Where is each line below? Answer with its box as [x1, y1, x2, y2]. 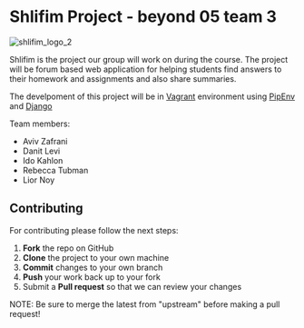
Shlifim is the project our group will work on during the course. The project [9, 54, 289, 65]
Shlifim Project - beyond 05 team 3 [9, 6, 277, 27]
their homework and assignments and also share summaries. [9, 73, 237, 84]
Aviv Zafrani [22, 135, 68, 146]
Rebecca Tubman [22, 164, 89, 175]
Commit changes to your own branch [22, 262, 163, 273]
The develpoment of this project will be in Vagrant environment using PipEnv [9, 91, 296, 102]
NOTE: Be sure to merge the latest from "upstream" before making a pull [9, 298, 280, 310]
